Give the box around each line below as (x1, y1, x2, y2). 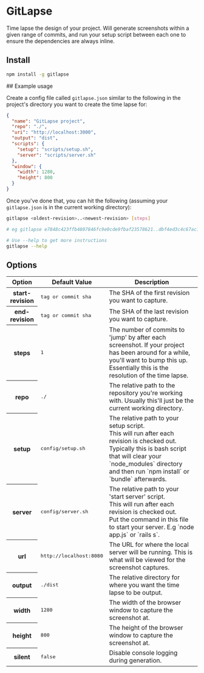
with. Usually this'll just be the (109, 396, 194, 405)
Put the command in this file (109, 515, 189, 524)
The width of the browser (109, 598, 182, 607)
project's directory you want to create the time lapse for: (6, 101, 148, 108)
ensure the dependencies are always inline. (6, 37, 115, 45)
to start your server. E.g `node (109, 522, 194, 531)
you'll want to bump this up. (109, 355, 188, 364)
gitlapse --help (6, 243, 47, 249)
